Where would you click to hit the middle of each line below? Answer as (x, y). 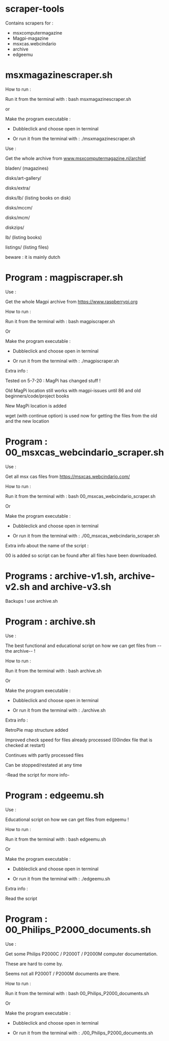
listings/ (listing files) (27, 247)
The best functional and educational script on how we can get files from (81, 646)
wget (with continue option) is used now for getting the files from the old (81, 415)
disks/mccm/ (19, 207)
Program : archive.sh (50, 621)
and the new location (27, 421)
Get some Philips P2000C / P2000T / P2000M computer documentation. (81, 954)
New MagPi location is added (36, 406)
